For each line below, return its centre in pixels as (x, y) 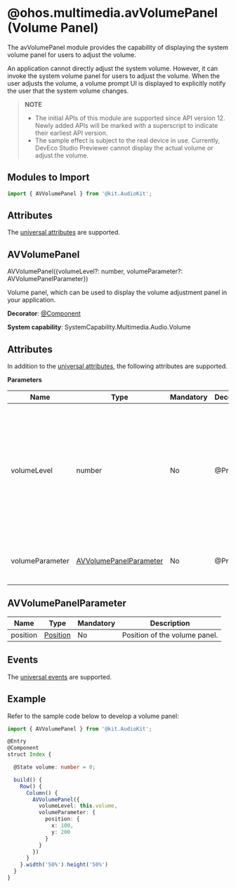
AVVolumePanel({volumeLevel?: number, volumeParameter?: (95, 271)
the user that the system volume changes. (68, 91)
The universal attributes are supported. (64, 233)
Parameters (25, 380)
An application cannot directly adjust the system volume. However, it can (113, 68)
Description (170, 623)
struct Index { (29, 755)
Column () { (42, 793)
